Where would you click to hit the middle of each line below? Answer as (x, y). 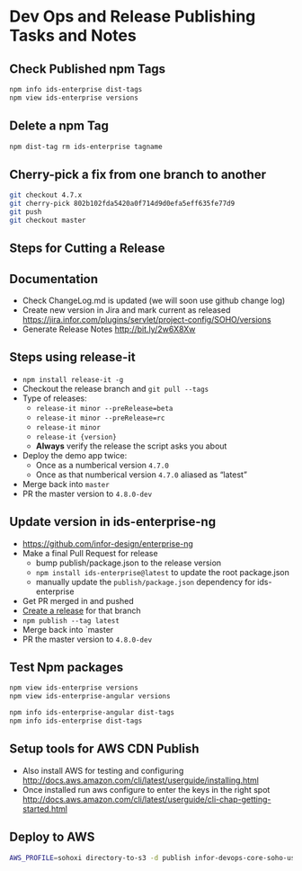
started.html (44, 809)
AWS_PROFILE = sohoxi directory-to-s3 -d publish (100, 858)
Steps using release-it (73, 357)
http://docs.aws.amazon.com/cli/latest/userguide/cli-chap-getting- (147, 799)
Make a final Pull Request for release (90, 553)
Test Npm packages (67, 667)
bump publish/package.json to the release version (129, 563)
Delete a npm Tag (59, 126)
